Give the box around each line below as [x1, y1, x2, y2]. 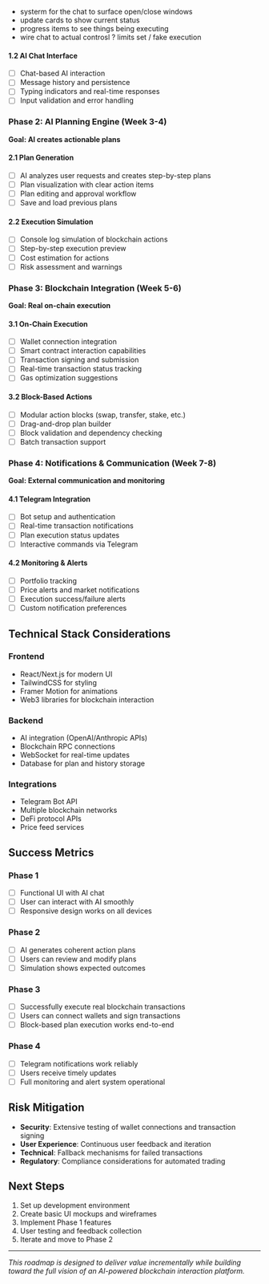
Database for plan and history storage [19, 758, 146, 769]
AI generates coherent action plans [19, 945, 136, 954]
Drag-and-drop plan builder [19, 419, 112, 429]
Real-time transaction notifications [19, 521, 134, 530]
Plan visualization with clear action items [19, 180, 155, 189]
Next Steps [8, 1179, 65, 1193]
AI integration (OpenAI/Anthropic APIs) [19, 733, 148, 743]
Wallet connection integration [19, 337, 118, 347]
